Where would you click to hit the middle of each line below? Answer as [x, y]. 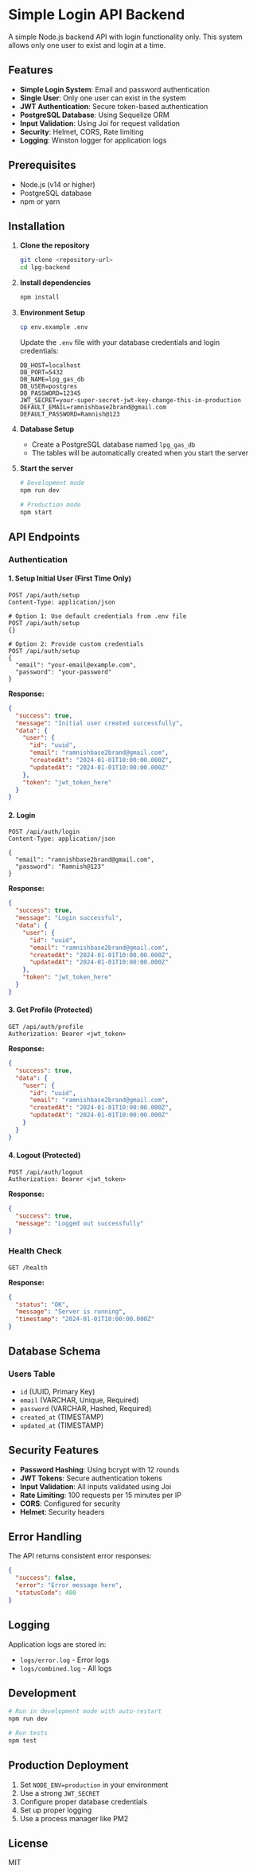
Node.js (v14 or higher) [57, 184]
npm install [39, 297]
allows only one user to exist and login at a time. [87, 45]
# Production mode [50, 504]
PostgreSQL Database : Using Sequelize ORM [94, 115]
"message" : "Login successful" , [69, 918]
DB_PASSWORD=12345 [50, 393]
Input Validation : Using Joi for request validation [100, 123]
